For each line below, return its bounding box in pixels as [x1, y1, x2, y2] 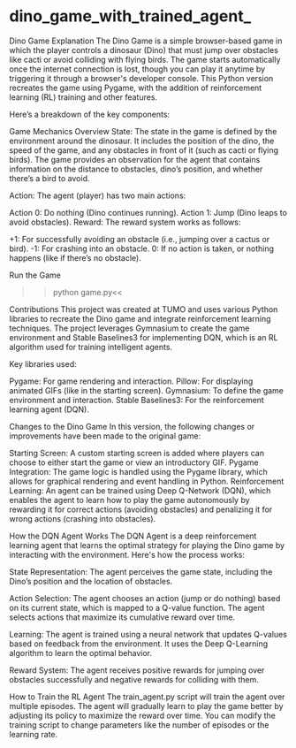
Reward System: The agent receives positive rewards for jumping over [9, 665, 265, 675]
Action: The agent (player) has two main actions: [9, 190, 186, 201]
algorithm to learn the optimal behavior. [9, 647, 153, 658]
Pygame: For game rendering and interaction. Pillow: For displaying [9, 376, 254, 386]
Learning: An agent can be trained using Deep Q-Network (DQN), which [9, 485, 271, 496]
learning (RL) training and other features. [9, 91, 157, 103]
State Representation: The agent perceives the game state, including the [9, 566, 273, 576]
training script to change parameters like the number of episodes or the [9, 719, 269, 730]
